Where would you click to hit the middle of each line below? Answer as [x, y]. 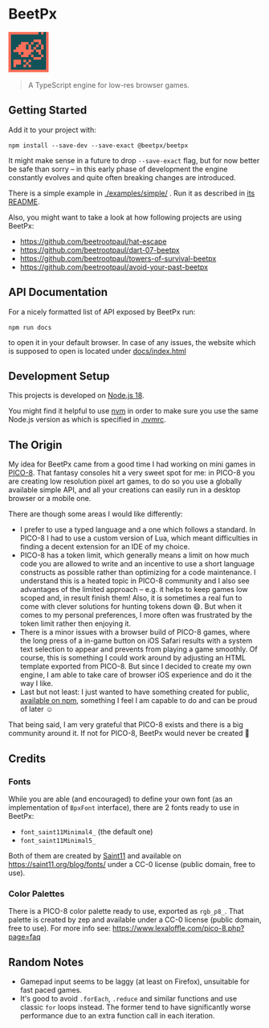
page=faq [24, 937]
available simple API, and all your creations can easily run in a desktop [124, 490]
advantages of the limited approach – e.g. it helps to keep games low [134, 590]
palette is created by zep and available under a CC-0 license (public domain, [135, 920]
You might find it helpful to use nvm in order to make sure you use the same [133, 411]
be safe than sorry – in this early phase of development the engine [118, 169]
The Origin [35, 444]
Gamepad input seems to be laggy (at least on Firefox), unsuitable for [135, 981]
